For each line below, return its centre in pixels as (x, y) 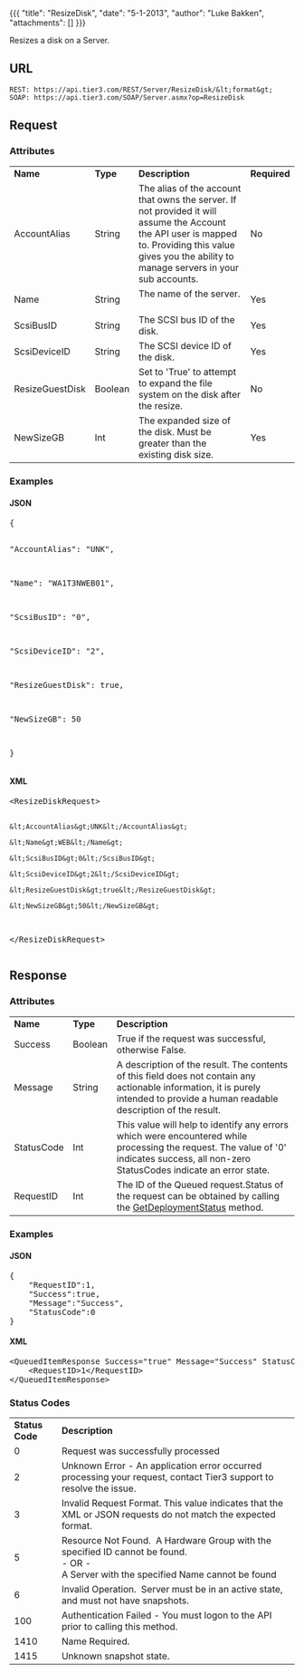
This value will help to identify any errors (203, 1125)
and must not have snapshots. (126, 1601)
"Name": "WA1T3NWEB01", (62, 583)
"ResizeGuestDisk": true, (67, 685)
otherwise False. (152, 1050)
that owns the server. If (188, 199)
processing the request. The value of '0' (201, 1147)
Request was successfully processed (141, 1451)
